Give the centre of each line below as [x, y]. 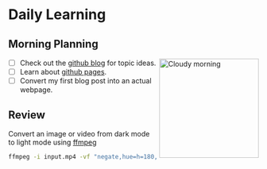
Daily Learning [57, 15]
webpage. [36, 90]
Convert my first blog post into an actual [86, 81]
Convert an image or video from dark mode [79, 134]
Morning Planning [53, 44]
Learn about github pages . [63, 72]
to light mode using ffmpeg [52, 142]
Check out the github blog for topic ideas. [88, 63]
